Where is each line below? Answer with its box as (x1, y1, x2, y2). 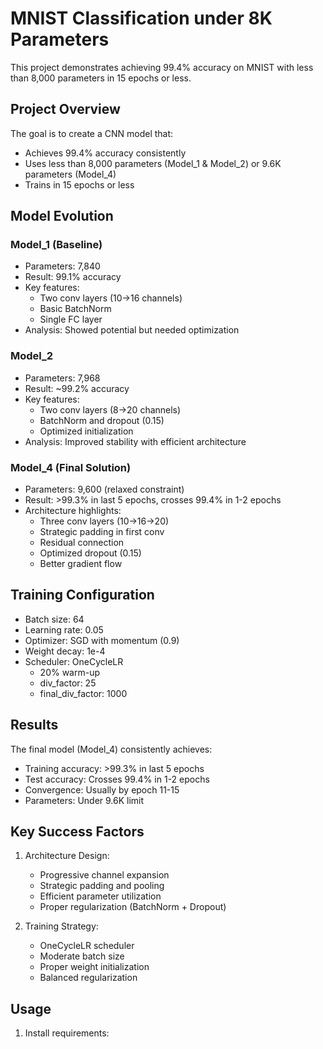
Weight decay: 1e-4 (24, 645, 106, 657)
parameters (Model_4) (24, 168, 117, 180)
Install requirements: (24, 1027, 110, 1039)
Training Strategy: (24, 920, 99, 932)
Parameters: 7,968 (24, 372, 101, 384)
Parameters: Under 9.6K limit (24, 794, 145, 806)
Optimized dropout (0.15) (39, 547, 142, 559)
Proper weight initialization (39, 961, 150, 973)
